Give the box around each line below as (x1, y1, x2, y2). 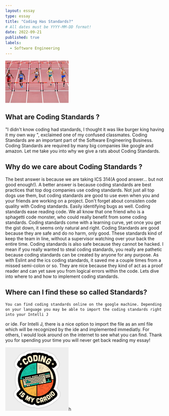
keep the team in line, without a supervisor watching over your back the (5, 235, 155, 241)
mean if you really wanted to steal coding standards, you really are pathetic (5, 246, 162, 252)
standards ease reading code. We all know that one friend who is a (5, 208, 145, 214)
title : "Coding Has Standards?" (5, 19, 73, 24)
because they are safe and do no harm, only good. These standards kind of (5, 230, 162, 236)
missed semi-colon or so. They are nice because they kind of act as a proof (5, 262, 163, 269)
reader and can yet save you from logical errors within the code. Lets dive (5, 268, 159, 274)
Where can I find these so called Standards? (5, 287, 148, 297)
